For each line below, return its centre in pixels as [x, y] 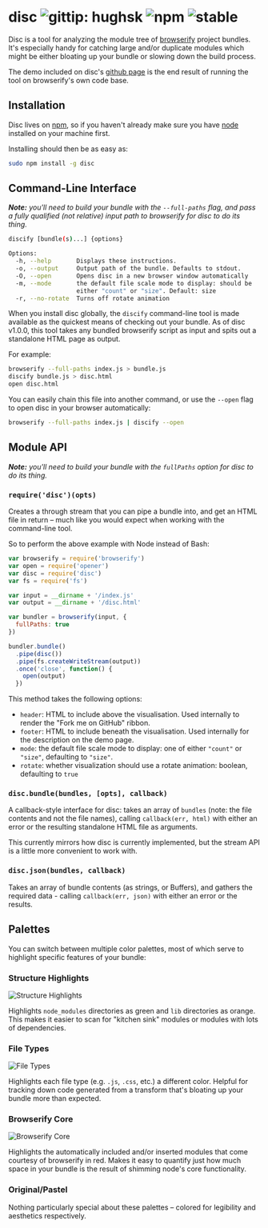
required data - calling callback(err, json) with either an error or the [123, 895]
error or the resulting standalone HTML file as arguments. [103, 827]
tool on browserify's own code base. [69, 80]
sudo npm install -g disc [51, 163]
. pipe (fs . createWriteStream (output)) [78, 661]
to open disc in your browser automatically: [80, 408]
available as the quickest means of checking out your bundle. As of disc [127, 322]
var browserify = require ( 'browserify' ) [77, 559]
